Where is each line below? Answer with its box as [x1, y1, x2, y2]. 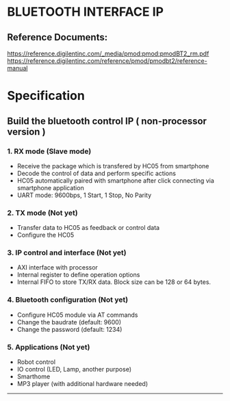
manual [7, 64, 28, 72]
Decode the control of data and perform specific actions [16, 169, 177, 177]
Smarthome [16, 372, 51, 380]
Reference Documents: [7, 31, 108, 43]
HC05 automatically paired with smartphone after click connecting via [16, 176, 214, 185]
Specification [7, 88, 86, 103]
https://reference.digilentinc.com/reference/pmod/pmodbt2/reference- [7, 57, 207, 65]
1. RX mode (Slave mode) [7, 146, 92, 156]
